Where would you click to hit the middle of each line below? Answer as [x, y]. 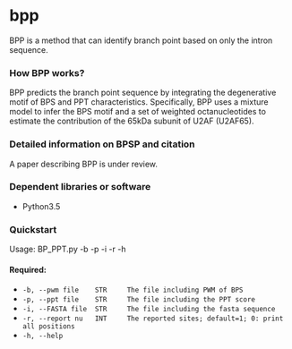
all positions [48, 327]
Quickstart [33, 229]
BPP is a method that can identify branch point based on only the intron [141, 40]
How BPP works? [47, 72]
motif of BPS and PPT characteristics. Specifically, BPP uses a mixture [139, 102]
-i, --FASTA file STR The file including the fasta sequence [149, 310]
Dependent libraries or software [80, 187]
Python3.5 [41, 206]
